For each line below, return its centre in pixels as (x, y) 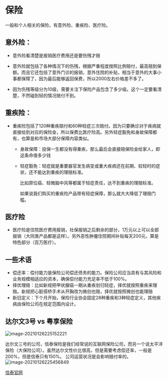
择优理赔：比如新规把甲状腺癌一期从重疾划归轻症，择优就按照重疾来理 (85, 285)
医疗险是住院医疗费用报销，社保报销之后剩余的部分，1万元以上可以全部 (85, 230)
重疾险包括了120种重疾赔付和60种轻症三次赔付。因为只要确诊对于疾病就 (87, 126)
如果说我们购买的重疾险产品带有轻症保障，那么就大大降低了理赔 (85, 193)
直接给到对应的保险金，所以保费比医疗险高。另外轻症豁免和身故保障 (82, 132)
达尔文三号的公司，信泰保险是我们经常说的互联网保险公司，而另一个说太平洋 (84, 344)
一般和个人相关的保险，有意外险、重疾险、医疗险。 (58, 25)
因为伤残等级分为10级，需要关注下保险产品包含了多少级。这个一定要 (83, 89)
